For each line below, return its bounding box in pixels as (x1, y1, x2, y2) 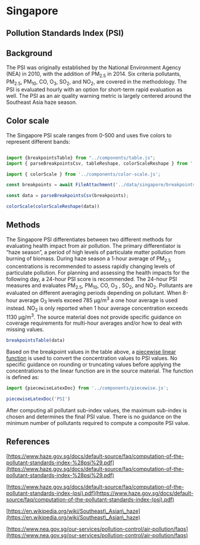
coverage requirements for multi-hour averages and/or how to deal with (6, 319, 183, 327)
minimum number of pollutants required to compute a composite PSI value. (6, 419, 190, 426)
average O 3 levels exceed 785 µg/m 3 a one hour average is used (18, 295, 177, 305)
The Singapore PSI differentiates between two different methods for (6, 236, 173, 243)
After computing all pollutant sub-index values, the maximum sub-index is (6, 407, 187, 414)
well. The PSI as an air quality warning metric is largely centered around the (6, 92, 192, 99)
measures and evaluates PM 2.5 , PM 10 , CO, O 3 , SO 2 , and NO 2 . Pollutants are (6, 282, 193, 290)
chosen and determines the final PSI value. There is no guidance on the (6, 413, 182, 420)
